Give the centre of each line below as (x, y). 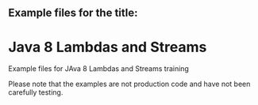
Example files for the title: (73, 13)
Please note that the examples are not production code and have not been (129, 84)
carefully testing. (36, 92)
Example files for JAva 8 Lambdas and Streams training (98, 69)
